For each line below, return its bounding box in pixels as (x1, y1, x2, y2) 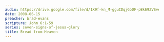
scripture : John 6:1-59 (5, 20, 54, 26)
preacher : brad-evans (5, 16, 49, 21)
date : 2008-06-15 (5, 12, 41, 16)
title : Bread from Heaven (5, 29, 58, 34)
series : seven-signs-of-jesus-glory (5, 25, 80, 30)
